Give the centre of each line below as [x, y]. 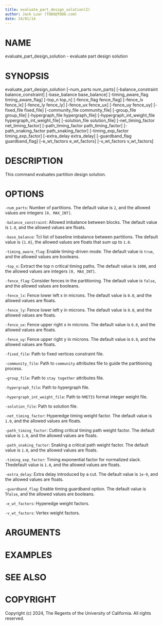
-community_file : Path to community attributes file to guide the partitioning [79, 363]
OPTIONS [25, 194]
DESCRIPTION [34, 161]
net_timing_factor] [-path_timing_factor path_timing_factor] [64, 126]
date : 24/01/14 [20, 19]
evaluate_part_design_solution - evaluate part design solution [66, 56]
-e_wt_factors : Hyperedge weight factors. [47, 504]
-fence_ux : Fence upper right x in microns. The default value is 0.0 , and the [80, 325]
